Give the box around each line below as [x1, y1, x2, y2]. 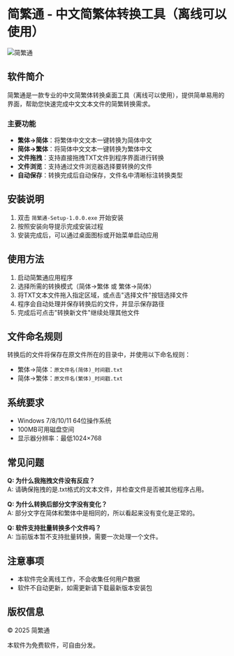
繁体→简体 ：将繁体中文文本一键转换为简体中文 [17, 136, 152, 144]
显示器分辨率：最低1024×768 [17, 434, 102, 442]
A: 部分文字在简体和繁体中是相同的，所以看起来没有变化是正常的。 [7, 509, 199, 517]
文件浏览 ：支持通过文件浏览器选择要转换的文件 [17, 162, 152, 171]
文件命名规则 [7, 330, 63, 343]
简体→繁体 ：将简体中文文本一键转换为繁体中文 [17, 145, 152, 153]
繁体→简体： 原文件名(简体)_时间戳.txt [17, 365, 124, 374]
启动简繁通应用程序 [17, 273, 73, 281]
